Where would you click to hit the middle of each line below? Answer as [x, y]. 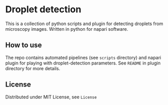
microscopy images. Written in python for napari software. [67, 29]
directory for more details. [33, 68]
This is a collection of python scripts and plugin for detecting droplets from [84, 24]
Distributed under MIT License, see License [51, 97]
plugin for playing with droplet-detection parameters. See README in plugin [83, 63]
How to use [24, 45]
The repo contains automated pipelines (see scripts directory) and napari [83, 57]
